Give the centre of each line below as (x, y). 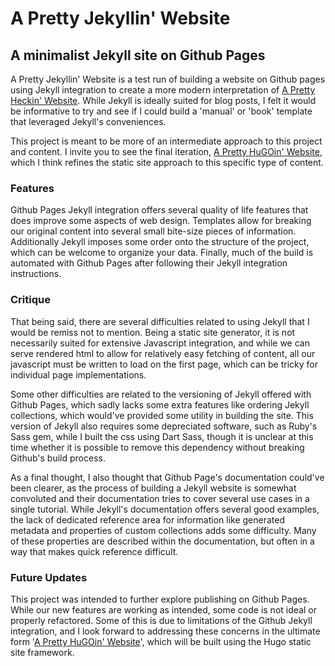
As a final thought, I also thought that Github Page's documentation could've (167, 477)
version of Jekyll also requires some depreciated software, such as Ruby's (164, 426)
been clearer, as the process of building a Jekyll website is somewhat (153, 488)
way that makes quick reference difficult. (94, 551)
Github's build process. (58, 458)
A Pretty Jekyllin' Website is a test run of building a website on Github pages (168, 79)
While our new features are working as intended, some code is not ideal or (163, 609)
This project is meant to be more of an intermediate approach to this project (166, 141)
